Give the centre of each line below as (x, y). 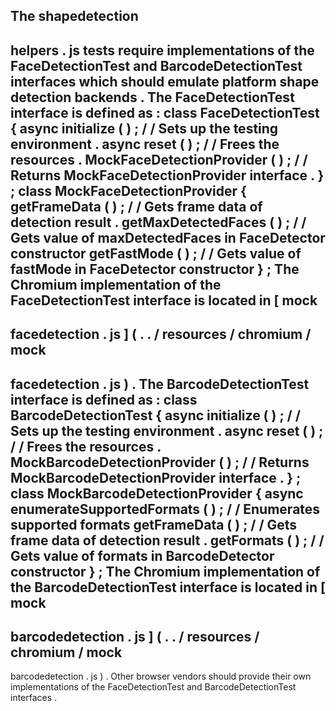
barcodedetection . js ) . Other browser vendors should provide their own (161, 676)
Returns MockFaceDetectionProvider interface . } (167, 175)
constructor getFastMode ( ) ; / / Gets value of (156, 253)
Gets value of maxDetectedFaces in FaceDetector (168, 237)
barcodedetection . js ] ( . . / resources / (135, 636)
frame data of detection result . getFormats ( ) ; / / (167, 540)
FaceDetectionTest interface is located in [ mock (164, 300)
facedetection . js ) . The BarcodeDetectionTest (160, 384)
